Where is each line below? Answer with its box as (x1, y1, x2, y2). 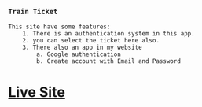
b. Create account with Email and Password (36, 57, 181, 65)
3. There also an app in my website (22, 43, 143, 52)
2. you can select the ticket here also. (22, 37, 160, 45)
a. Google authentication (36, 50, 122, 58)
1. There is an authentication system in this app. (22, 30, 195, 38)
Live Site (8, 83, 65, 101)
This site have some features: (8, 23, 111, 31)
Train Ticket (8, 7, 58, 16)
